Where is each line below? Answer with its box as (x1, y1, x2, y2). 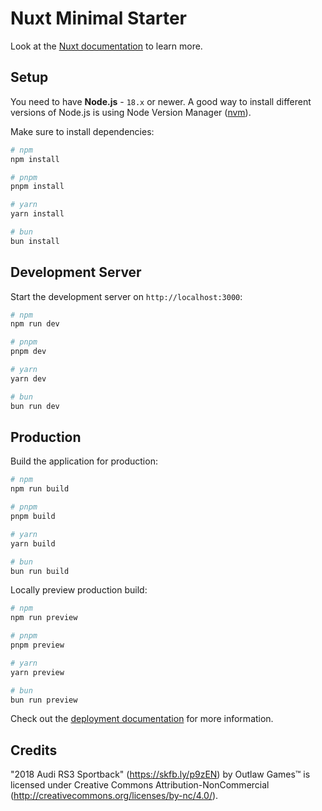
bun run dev (10, 401, 60, 411)
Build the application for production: (10, 455, 158, 467)
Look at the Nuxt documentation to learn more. (10, 40, 203, 52)
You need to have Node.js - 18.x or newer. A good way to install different (10, 95, 312, 107)
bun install (10, 236, 60, 246)
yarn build (10, 538, 56, 549)
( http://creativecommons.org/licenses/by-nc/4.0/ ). (10, 790, 219, 802)
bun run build (10, 566, 70, 576)
